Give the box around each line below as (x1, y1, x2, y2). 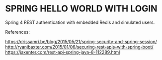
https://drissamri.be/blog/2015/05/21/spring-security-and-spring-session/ (5, 38, 158, 45)
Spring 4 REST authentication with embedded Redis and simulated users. (5, 19, 155, 25)
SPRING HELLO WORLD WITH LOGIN (5, 3, 158, 14)
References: (5, 29, 30, 35)
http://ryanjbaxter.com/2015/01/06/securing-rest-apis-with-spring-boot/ (5, 44, 154, 50)
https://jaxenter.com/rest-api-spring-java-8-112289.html (5, 49, 120, 55)
